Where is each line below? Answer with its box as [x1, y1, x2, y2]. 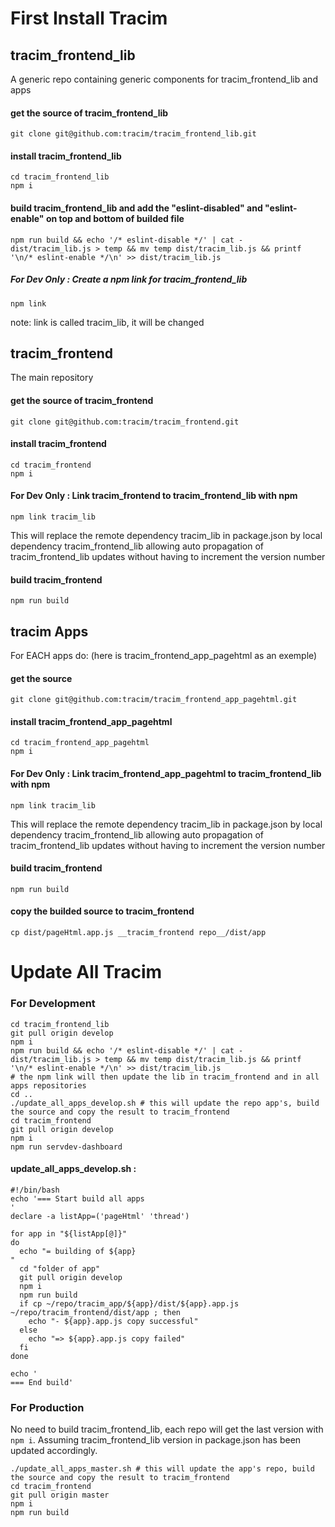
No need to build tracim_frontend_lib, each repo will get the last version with [10, 1423, 324, 1436]
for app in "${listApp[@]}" [10, 1228, 128, 1239]
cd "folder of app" [19, 1263, 101, 1274]
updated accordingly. [10, 1445, 98, 1457]
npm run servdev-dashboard [10, 1142, 123, 1152]
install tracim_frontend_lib [10, 150, 122, 162]
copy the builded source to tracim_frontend [10, 905, 195, 917]
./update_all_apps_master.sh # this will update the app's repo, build [10, 1464, 315, 1474]
